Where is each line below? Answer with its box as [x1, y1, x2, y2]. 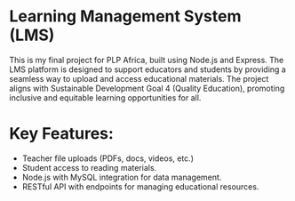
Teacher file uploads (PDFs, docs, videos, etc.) [21, 153, 194, 164]
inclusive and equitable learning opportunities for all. [9, 92, 202, 103]
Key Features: [9, 124, 114, 144]
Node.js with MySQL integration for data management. [21, 172, 222, 182]
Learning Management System [9, 6, 242, 27]
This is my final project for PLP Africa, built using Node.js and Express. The [9, 54, 284, 65]
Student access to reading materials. [21, 162, 157, 173]
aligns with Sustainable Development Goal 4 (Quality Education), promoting [9, 83, 285, 93]
